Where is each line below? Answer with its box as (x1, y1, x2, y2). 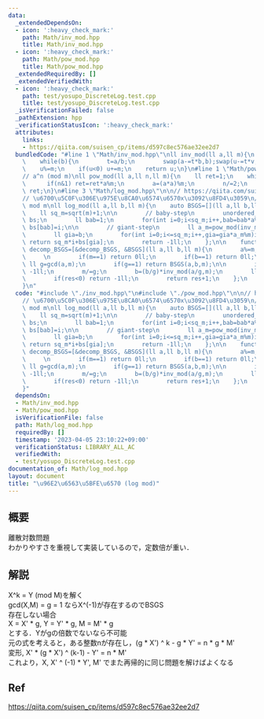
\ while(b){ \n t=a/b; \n (22, 158, 135, 166)
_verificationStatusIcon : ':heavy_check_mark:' (15, 121, 174, 129)
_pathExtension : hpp (15, 114, 82, 122)
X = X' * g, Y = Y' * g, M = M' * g (8, 619, 114, 629)
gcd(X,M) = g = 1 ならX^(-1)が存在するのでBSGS (8, 600, 164, 610)
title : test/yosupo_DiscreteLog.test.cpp (22, 99, 159, 107)
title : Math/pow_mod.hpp (22, 63, 104, 71)
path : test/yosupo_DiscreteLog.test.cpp (22, 92, 156, 100)
